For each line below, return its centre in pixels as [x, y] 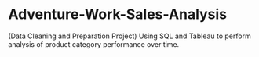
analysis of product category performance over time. [94, 44]
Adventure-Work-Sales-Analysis [118, 14]
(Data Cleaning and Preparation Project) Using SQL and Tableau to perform [129, 36]
